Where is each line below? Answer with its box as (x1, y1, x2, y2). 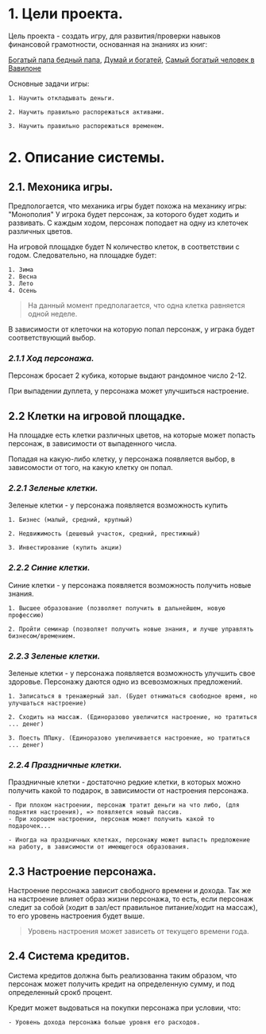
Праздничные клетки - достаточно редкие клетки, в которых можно (8, 777, 241, 787)
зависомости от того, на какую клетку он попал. (8, 463, 173, 472)
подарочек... (8, 822, 52, 830)
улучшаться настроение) (8, 699, 87, 707)
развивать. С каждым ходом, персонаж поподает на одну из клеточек (8, 218, 249, 227)
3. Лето (8, 279, 34, 287)
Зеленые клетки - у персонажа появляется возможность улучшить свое (8, 668, 256, 678)
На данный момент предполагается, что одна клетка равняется (27, 300, 245, 310)
